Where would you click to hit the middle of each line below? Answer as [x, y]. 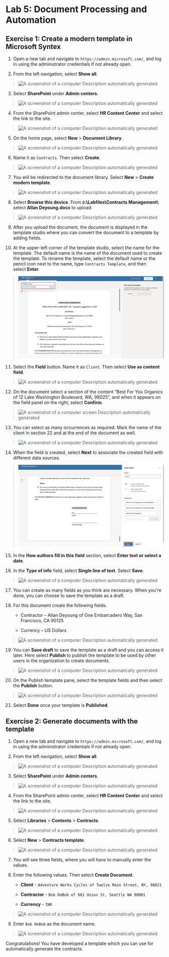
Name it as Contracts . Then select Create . [57, 157]
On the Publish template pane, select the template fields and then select [88, 680]
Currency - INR [36, 904]
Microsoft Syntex [33, 47]
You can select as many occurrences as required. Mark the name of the [87, 428]
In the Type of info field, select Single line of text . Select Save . [78, 571]
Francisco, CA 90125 [42, 621]
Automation [31, 20]
